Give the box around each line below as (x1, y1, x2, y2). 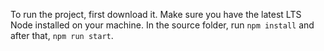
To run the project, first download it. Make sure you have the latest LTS (10, 9, 302, 20)
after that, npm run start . (10, 30, 114, 41)
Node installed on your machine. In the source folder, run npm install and (10, 19, 315, 31)
